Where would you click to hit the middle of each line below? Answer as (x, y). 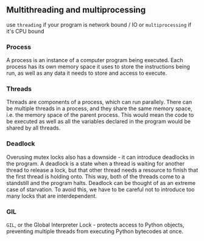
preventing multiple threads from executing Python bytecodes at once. (95, 231)
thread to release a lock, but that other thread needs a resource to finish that (102, 170)
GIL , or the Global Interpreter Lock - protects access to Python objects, (95, 225)
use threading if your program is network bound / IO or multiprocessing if (99, 24)
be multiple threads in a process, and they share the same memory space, (100, 108)
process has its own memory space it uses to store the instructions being (98, 67)
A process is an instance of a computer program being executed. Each (95, 60)
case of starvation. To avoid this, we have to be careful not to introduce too (100, 189)
